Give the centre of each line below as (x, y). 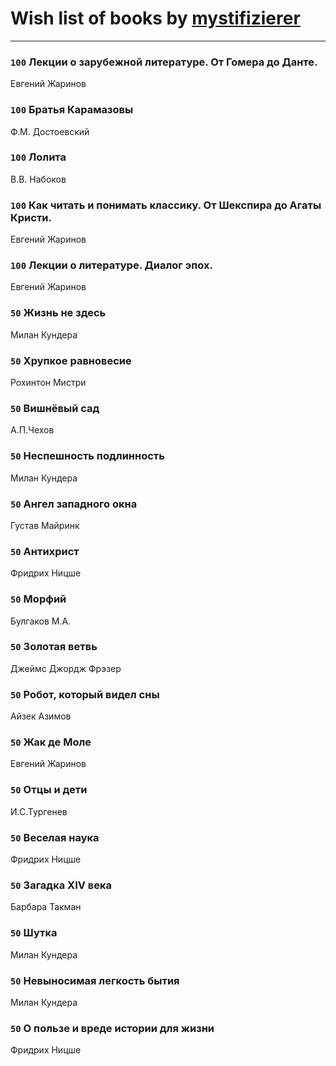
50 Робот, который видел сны (85, 694)
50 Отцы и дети (49, 790)
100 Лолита (38, 157)
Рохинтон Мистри (48, 383)
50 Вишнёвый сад (55, 408)
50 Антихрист (45, 551)
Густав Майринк (45, 525)
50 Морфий (38, 599)
